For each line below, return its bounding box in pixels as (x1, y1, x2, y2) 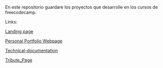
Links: (5, 19, 17, 25)
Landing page (5, 29, 34, 34)
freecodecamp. (5, 9, 37, 15)
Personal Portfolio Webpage (5, 38, 63, 44)
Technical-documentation (5, 48, 58, 53)
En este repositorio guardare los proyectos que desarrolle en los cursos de (5, 4, 158, 10)
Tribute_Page (5, 57, 32, 63)
